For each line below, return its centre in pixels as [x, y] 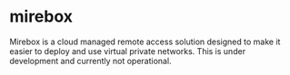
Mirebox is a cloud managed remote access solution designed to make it [145, 42]
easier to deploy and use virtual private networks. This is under [128, 51]
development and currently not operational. [90, 61]
